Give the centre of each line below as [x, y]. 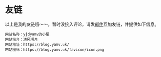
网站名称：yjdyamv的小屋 [27, 34]
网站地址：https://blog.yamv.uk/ [37, 44]
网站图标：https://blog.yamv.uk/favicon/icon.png [55, 50]
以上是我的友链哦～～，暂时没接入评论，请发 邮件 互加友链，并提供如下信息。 [82, 24]
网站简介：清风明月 [21, 39]
